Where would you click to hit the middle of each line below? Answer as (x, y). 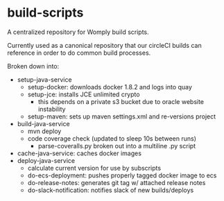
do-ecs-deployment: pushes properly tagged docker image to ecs (122, 175)
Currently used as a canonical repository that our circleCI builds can (105, 45)
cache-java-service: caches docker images (79, 153)
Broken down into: (33, 66)
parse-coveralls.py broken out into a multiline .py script (117, 146)
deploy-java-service (46, 160)
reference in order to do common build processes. (79, 53)
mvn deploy (44, 131)
